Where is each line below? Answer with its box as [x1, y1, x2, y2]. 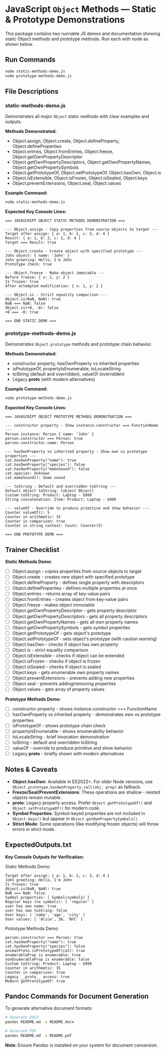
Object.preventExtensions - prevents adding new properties [12, 675, 135, 681]
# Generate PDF [5, 1029, 37, 1034]
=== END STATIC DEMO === [5, 319, 56, 324]
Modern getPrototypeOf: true [5, 978, 65, 984]
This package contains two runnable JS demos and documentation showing [5, 30, 161, 36]
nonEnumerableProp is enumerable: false [5, 957, 90, 962]
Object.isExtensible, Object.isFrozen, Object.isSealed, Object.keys [12, 175, 148, 181]
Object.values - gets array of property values [12, 686, 105, 693]
